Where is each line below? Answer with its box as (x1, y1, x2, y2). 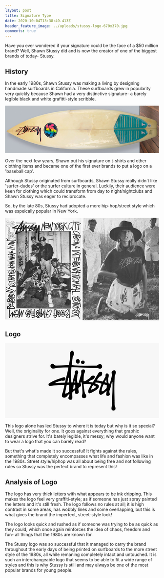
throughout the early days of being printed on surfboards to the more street (5, 547, 157, 553)
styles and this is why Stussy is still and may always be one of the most (5, 562, 149, 568)
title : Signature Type (5, 13, 51, 18)
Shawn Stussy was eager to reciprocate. (5, 194, 86, 200)
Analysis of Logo (5, 478, 58, 486)
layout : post (5, 8, 32, 13)
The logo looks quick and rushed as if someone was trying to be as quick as (5, 521, 158, 527)
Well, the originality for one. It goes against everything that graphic (5, 428, 140, 434)
